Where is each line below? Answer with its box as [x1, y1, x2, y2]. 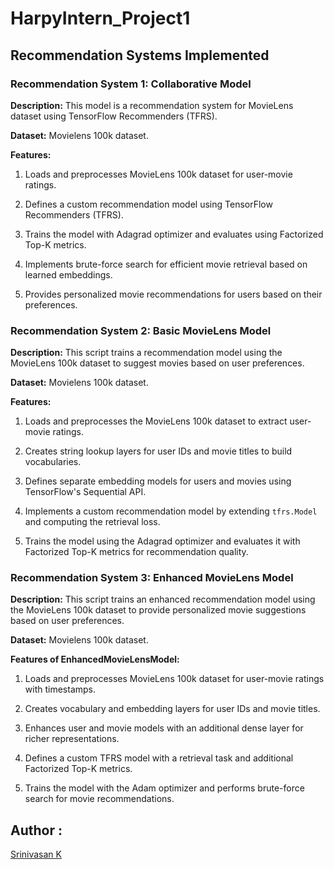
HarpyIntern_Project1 [10, 7, 191, 30]
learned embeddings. [24, 268, 113, 281]
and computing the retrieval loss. [24, 516, 161, 528]
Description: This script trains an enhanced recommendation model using [10, 593, 316, 606]
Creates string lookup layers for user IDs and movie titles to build [24, 445, 293, 457]
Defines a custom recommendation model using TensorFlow [24, 198, 273, 210]
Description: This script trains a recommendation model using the [10, 347, 283, 359]
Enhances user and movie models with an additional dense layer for [24, 722, 304, 734]
